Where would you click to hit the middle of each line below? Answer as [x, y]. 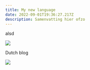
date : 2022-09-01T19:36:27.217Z [39, 15]
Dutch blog [17, 53]
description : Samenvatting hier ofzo [45, 19]
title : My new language [31, 10]
